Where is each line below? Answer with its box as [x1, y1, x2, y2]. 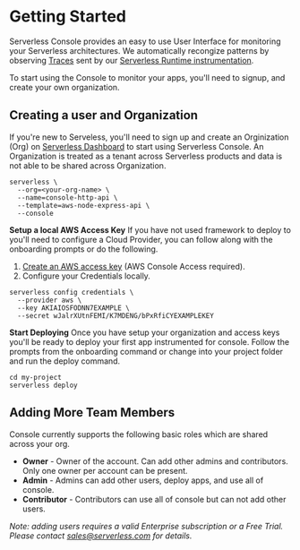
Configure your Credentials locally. [21, 271, 150, 281]
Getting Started [9, 6, 127, 27]
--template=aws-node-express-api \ [17, 201, 150, 210]
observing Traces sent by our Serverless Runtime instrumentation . [9, 55, 254, 65]
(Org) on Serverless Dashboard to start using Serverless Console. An [9, 141, 264, 151]
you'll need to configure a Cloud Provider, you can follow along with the [9, 234, 273, 245]
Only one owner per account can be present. [21, 465, 188, 476]
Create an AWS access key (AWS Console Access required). [21, 261, 245, 271]
